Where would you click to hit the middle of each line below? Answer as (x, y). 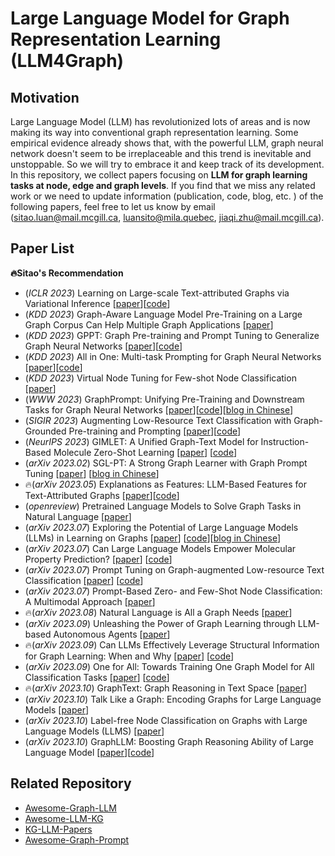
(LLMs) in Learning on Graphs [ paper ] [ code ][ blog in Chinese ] (153, 538)
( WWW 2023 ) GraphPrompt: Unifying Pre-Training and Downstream (164, 399)
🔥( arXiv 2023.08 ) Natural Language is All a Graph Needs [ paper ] (158, 612)
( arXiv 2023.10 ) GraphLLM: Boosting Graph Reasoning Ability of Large (169, 741)
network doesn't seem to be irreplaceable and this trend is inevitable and (161, 153)
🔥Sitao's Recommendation (67, 273)
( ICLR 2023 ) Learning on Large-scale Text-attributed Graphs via (157, 293)
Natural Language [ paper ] (78, 516)
